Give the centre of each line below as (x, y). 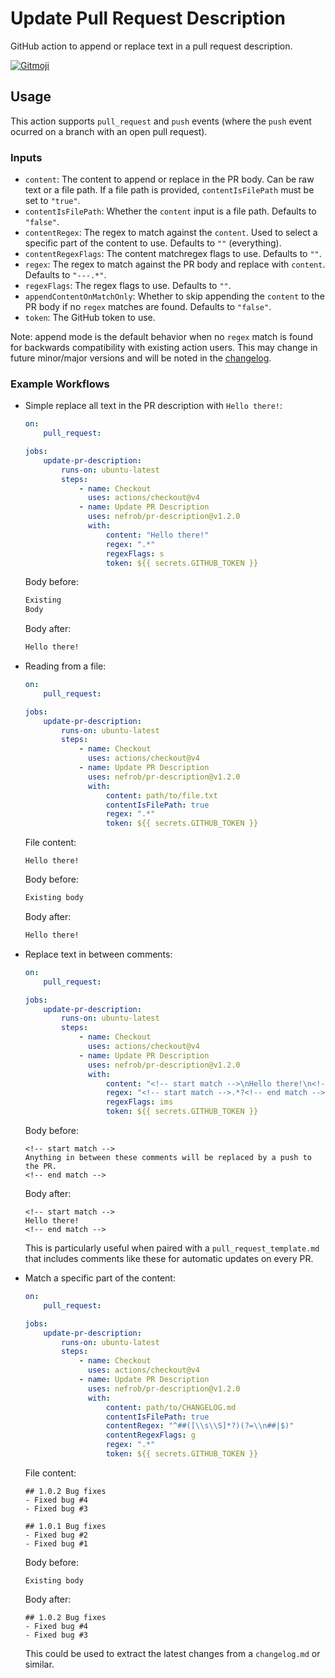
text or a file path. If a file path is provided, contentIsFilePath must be (169, 190)
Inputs (26, 157)
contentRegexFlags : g (150, 1435)
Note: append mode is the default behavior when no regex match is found (162, 337)
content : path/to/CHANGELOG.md (171, 1407)
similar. (39, 1664)
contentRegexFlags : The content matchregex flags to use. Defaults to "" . (173, 254)
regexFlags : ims (139, 1102)
